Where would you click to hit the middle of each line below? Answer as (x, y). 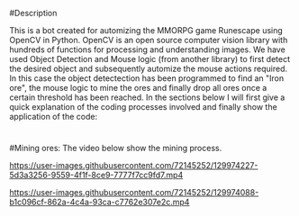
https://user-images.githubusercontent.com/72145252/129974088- (134, 193)
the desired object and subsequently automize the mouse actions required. (149, 68)
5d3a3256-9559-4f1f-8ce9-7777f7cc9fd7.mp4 (96, 175)
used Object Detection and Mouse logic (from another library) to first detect (150, 59)
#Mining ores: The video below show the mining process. (116, 148)
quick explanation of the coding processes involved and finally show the (143, 107)
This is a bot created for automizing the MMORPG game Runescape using (146, 30)
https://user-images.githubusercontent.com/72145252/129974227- (134, 166)
